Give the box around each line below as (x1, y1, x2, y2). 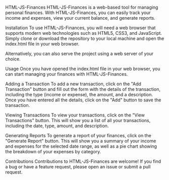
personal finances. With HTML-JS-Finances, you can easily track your (5, 10, 151, 16)
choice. (5, 56, 21, 62)
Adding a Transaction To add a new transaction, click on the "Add (5, 81, 141, 87)
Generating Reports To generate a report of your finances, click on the (5, 133, 151, 138)
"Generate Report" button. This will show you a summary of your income (5, 138, 156, 144)
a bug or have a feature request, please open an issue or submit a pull (5, 164, 151, 169)
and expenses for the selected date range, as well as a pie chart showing (5, 143, 157, 149)
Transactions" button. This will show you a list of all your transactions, (5, 117, 151, 123)
